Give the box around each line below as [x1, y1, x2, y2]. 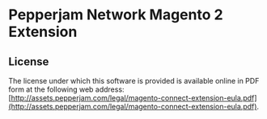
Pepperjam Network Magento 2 [8, 6, 224, 24]
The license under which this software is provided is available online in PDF [8, 76, 260, 85]
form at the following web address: [8, 84, 125, 94]
